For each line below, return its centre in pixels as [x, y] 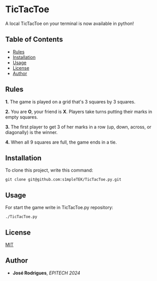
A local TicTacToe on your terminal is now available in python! [70, 23]
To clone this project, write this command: [49, 170]
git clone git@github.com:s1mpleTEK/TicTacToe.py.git [64, 180]
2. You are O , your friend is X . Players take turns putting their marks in [79, 111]
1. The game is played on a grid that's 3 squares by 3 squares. [70, 102]
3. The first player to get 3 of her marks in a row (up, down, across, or [78, 127]
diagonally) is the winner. [32, 132]
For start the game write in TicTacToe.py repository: [59, 208]
